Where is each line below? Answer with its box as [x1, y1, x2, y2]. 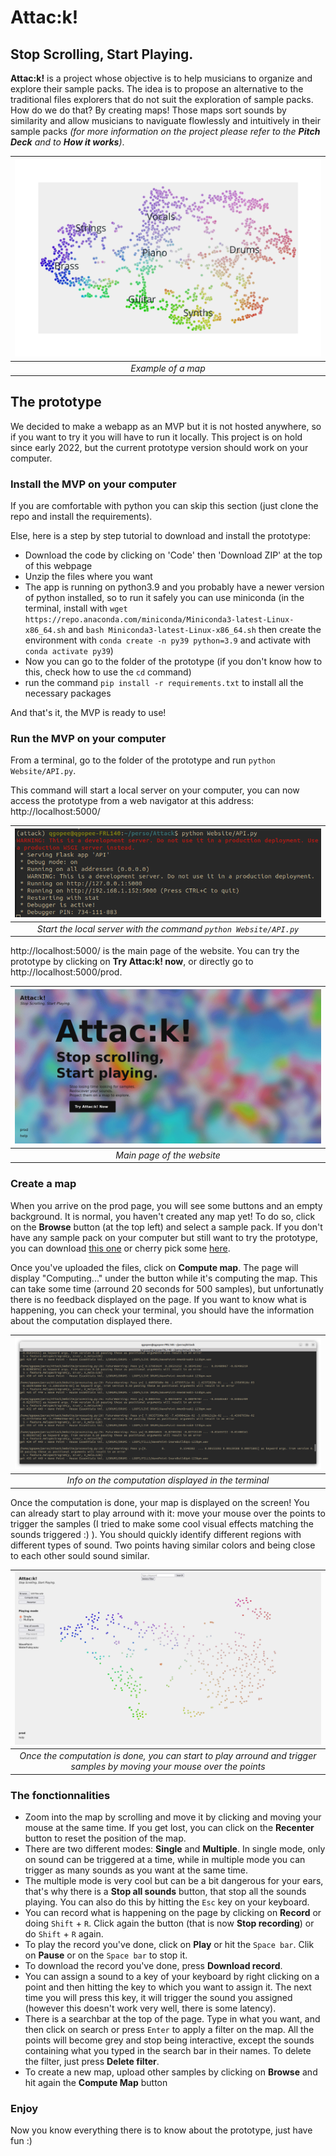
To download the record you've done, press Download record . [24, 1959, 283, 1971]
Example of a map [130, 362, 206, 374]
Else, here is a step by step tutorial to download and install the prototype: [10, 530, 311, 542]
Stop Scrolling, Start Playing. [10, 46, 194, 63]
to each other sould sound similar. [10, 1549, 150, 1561]
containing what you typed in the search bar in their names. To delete [24, 2044, 312, 2056]
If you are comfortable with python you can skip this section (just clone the [10, 500, 319, 512]
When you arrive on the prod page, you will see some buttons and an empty [10, 1199, 323, 1211]
